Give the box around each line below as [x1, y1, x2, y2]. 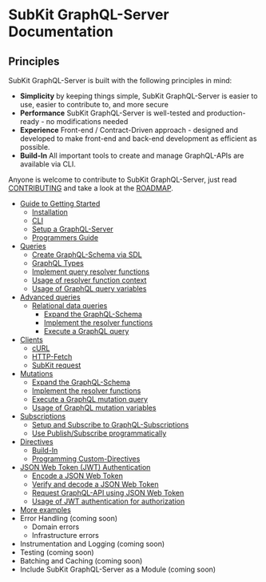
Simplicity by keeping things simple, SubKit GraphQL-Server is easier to [19, 91, 258, 101]
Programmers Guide [31, 233, 98, 242]
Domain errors [31, 522, 80, 532]
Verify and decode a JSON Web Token [31, 480, 159, 489]
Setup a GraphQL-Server [31, 224, 113, 234]
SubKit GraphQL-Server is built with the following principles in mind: [8, 76, 232, 85]
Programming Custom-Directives [31, 454, 141, 464]
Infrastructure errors [31, 531, 100, 540]
